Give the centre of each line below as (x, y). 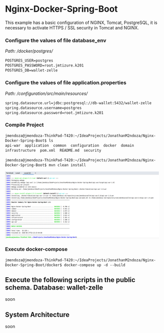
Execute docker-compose (36, 249)
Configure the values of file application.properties (66, 83)
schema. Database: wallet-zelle (54, 288)
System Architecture (37, 315)
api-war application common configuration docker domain (70, 145)
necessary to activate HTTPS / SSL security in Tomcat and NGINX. (72, 27)
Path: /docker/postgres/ (29, 51)
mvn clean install (67, 165)
